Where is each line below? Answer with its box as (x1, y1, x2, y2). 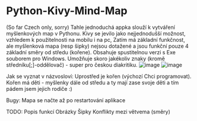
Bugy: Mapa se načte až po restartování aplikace (6, 96, 126, 104)
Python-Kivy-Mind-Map (6, 4, 128, 18)
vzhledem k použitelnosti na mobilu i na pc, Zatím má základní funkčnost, (6, 36, 185, 43)
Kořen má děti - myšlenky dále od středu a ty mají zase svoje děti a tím (6, 79, 179, 86)
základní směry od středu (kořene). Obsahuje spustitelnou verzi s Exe (6, 48, 176, 55)
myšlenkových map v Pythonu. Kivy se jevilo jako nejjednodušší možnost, (6, 30, 186, 37)
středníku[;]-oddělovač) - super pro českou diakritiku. (6, 61, 138, 68)
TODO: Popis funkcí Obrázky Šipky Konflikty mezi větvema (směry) (6, 108, 171, 115)
